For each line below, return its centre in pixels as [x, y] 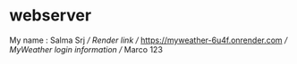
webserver [51, 16]
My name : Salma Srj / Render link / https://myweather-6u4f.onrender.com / [148, 40]
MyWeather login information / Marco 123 [86, 49]
